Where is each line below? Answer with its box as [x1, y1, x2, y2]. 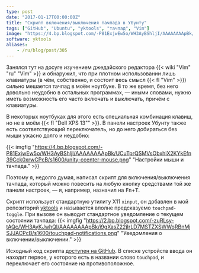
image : [6, 31, 23, 37]
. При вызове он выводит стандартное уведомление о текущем [21, 210, 184, 217]
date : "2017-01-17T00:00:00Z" [6, 14, 81, 20]
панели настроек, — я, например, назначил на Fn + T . [6, 186, 140, 193]
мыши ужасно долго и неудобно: [6, 132, 90, 139]
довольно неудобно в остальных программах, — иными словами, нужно [6, 88, 191, 96]
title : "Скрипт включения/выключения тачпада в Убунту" [6, 20, 147, 26]
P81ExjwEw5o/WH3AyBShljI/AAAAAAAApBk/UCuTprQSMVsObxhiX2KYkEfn [6, 150, 192, 157]
